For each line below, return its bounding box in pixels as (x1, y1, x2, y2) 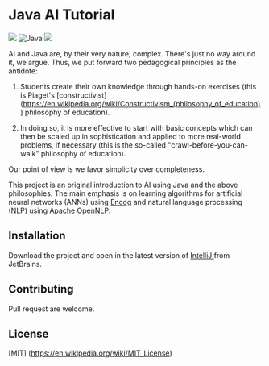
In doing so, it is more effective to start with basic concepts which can (19, 123, 253, 132)
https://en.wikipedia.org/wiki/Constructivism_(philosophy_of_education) (23, 98, 261, 108)
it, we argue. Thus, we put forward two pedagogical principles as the (8, 57, 237, 67)
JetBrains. (8, 259, 43, 268)
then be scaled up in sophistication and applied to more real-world (19, 131, 242, 141)
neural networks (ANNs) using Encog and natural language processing (8, 197, 243, 206)
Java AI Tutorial (8, 6, 115, 24)
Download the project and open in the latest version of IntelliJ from (8, 250, 230, 260)
